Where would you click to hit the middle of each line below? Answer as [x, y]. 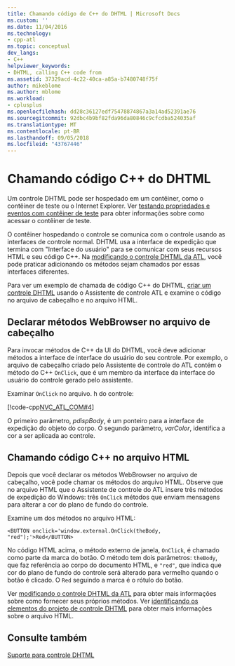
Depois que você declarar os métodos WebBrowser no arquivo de [102, 474]
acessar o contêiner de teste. [49, 221]
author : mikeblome [34, 86]
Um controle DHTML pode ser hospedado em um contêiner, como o [106, 199]
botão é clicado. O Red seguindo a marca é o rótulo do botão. [95, 580]
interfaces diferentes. [38, 272]
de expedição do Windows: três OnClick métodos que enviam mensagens [114, 497]
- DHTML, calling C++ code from [54, 72]
